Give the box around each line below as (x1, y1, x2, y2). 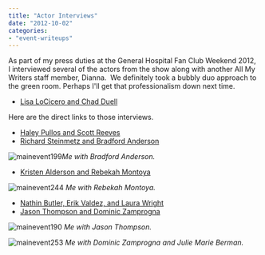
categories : (8, 26, 48, 34)
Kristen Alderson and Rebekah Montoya (19, 167, 151, 177)
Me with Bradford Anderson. (61, 152, 156, 161)
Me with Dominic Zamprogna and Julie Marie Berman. (65, 237, 244, 248)
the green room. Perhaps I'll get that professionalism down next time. (8, 82, 235, 91)
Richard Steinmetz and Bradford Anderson (19, 137, 160, 146)
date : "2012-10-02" (8, 19, 73, 27)
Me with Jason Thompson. (63, 222, 152, 232)
